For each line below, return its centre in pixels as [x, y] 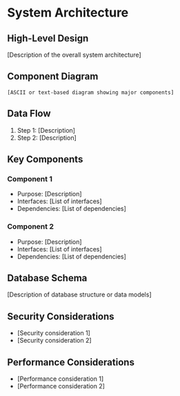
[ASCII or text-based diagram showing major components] [91, 92]
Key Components [45, 159]
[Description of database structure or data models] [79, 294]
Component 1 [30, 179]
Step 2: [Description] [47, 138]
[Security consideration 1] [54, 333]
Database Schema [47, 278]
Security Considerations [61, 316]
